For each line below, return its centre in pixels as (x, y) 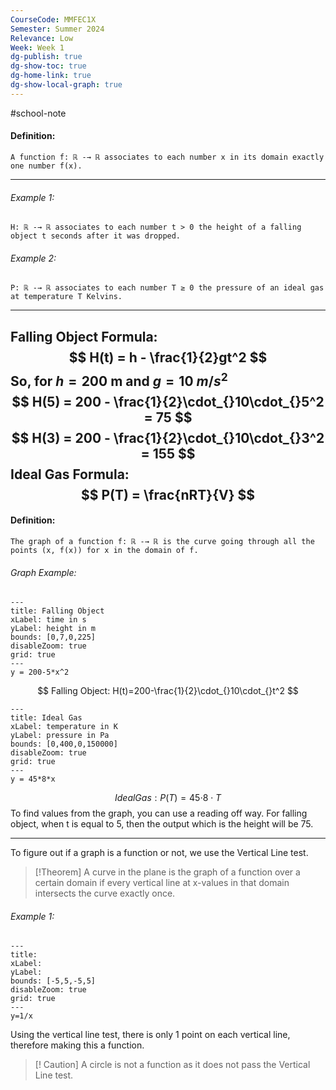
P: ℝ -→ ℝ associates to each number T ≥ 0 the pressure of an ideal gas (167, 288)
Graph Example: (43, 572)
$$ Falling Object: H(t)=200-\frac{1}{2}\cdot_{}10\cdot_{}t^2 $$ (168, 691)
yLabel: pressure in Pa (60, 736)
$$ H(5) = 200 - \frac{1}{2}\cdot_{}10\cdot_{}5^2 (168, 401)
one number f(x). (46, 166)
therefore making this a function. (77, 1045)
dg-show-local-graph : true (66, 85)
